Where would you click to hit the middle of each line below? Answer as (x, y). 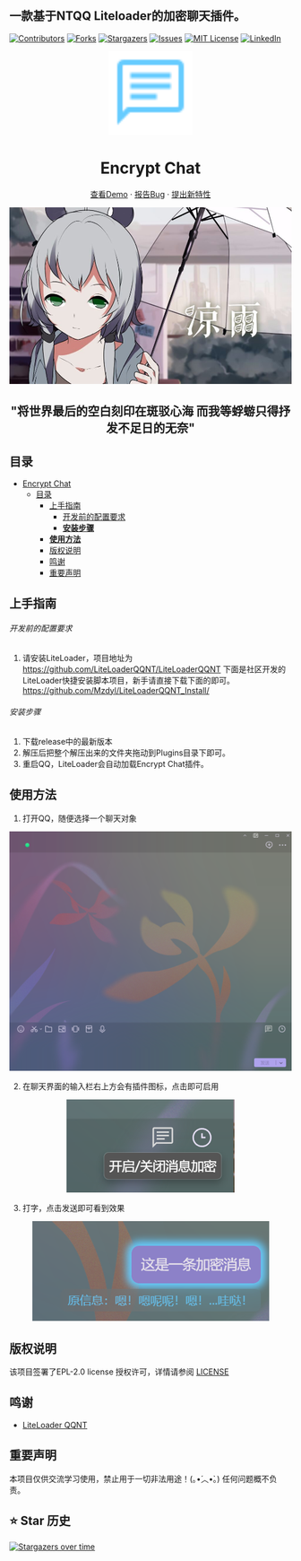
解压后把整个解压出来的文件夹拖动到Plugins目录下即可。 (126, 753)
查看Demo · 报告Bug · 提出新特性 (150, 194)
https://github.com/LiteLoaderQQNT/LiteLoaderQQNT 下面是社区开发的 (154, 669)
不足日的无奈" (156, 428)
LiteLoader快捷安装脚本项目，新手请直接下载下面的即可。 (129, 680)
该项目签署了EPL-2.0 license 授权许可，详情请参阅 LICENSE (119, 1372)
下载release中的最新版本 (68, 741)
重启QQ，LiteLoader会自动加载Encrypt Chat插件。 (115, 763)
